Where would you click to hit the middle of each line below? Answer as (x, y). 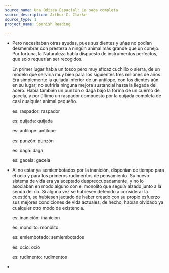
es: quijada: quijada (32, 121)
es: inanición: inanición (36, 218)
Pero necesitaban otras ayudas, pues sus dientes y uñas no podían (82, 43)
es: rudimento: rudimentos (39, 257)
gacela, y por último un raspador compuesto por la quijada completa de (87, 96)
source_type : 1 (21, 19)
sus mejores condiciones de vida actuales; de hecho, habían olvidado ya (88, 202)
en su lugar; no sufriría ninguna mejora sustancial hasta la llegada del (84, 85)
